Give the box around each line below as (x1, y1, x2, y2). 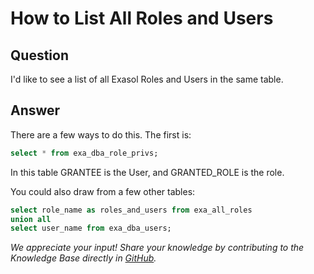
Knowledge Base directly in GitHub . (10, 252, 157, 264)
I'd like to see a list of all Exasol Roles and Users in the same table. (10, 73, 284, 85)
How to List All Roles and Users (10, 7, 274, 30)
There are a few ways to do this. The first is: (10, 128, 192, 141)
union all (10, 214, 52, 224)
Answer (10, 102, 61, 119)
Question (10, 47, 69, 64)
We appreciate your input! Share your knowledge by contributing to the (10, 242, 305, 254)
